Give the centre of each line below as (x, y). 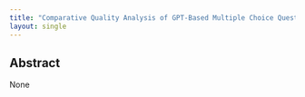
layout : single (38, 26)
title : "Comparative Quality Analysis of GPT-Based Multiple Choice (142, 18)
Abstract (35, 63)
